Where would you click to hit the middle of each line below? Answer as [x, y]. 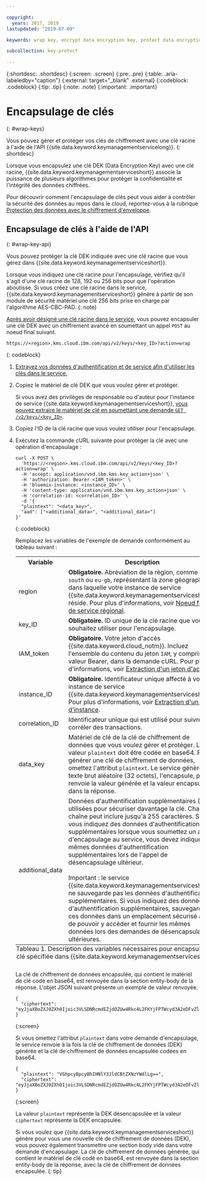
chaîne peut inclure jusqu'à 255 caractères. [131, 816]
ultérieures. [85, 939]
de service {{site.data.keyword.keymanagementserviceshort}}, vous [101, 403]
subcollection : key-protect [42, 51]
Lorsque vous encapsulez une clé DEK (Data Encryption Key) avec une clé [100, 166]
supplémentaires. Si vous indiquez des [124, 900]
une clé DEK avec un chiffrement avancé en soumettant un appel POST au [98, 325]
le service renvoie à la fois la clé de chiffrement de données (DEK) [99, 1044]
